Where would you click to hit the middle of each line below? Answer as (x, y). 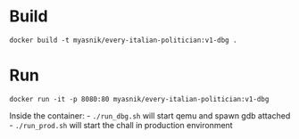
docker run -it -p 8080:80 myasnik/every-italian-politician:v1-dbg (139, 99)
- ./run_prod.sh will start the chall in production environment (121, 125)
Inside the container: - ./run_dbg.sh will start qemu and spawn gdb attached (150, 115)
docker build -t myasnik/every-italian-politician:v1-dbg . (124, 40)
